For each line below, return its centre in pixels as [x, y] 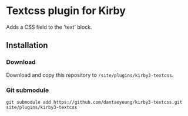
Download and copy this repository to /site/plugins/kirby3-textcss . [90, 75]
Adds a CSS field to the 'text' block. [49, 27]
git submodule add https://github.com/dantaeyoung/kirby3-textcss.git [94, 102]
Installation [27, 45]
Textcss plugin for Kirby [66, 11]
